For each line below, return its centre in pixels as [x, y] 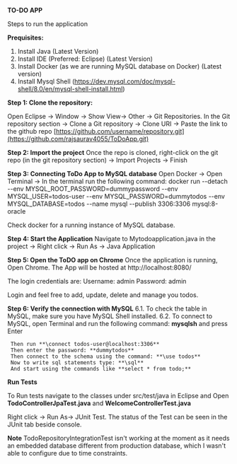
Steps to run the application [48, 24]
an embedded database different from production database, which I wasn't [117, 446]
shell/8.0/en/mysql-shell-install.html [70, 89]
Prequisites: [25, 37]
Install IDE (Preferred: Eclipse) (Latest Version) [85, 59]
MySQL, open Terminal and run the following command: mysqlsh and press [118, 324]
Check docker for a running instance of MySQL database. [91, 225]
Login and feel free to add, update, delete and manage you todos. [103, 295]
